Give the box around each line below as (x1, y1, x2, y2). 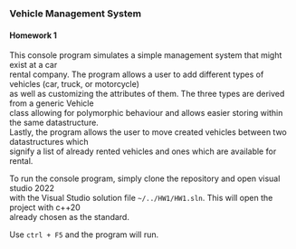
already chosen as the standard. (9, 212, 129, 223)
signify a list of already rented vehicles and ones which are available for (9, 146, 277, 157)
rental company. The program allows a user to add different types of (9, 69, 264, 80)
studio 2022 (9, 183, 54, 194)
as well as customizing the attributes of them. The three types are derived (9, 89, 285, 100)
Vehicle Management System (9, 7, 142, 20)
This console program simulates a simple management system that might (9, 50, 282, 61)
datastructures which (9, 137, 89, 148)
